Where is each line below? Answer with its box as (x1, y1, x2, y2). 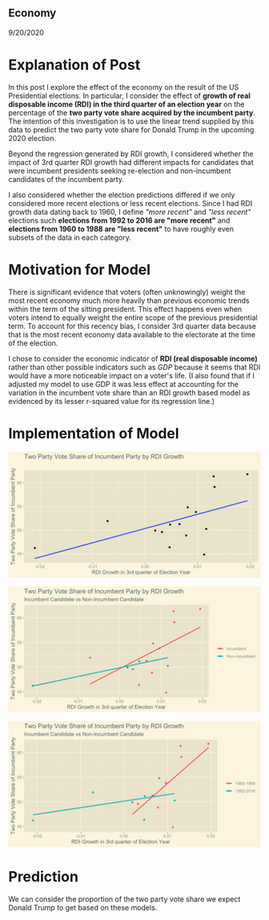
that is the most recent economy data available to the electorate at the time (8, 329, 256, 339)
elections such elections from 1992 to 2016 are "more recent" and (8, 216, 231, 225)
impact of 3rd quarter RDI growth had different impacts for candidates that (8, 157, 254, 167)
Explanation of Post (8, 56, 141, 74)
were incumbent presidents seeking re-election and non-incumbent (8, 166, 231, 176)
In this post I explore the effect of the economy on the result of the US (8, 82, 239, 91)
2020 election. (8, 133, 57, 143)
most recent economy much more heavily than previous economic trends (8, 296, 250, 305)
